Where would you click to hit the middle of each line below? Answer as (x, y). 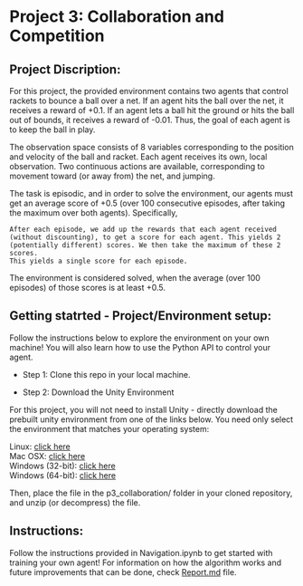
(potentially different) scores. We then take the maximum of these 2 (145, 245)
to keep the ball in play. (52, 130)
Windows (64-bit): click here (62, 475)
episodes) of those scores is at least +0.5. (87, 288)
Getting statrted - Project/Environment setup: (141, 316)
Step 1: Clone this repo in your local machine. (107, 374)
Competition (57, 36)
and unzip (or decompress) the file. (75, 502)
